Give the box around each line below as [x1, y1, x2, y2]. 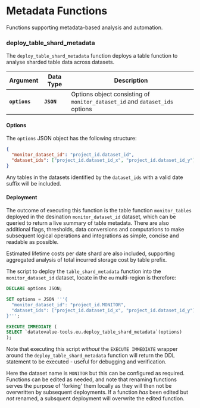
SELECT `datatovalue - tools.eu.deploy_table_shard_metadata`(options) [6, 329, 183, 335]
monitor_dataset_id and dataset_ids [71, 98, 174, 106]
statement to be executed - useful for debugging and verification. [6, 358, 167, 365]
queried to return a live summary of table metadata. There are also [6, 219, 170, 227]
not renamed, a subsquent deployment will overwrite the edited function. [6, 395, 185, 402]
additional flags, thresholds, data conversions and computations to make [6, 226, 185, 233]
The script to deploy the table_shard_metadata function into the [6, 268, 161, 275]
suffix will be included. [6, 180, 61, 187]
